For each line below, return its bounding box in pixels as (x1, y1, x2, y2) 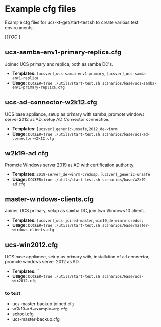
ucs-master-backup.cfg (12, 316, 60, 322)
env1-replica (12, 75, 39, 81)
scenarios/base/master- (102, 224, 150, 228)
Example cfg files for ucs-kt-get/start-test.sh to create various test (5, 19, 139, 25)
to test (5, 290, 21, 296)
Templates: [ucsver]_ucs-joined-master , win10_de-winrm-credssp (12, 217, 144, 223)
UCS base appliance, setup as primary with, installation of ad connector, (5, 254, 150, 259)
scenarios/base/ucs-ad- (102, 132, 150, 137)
